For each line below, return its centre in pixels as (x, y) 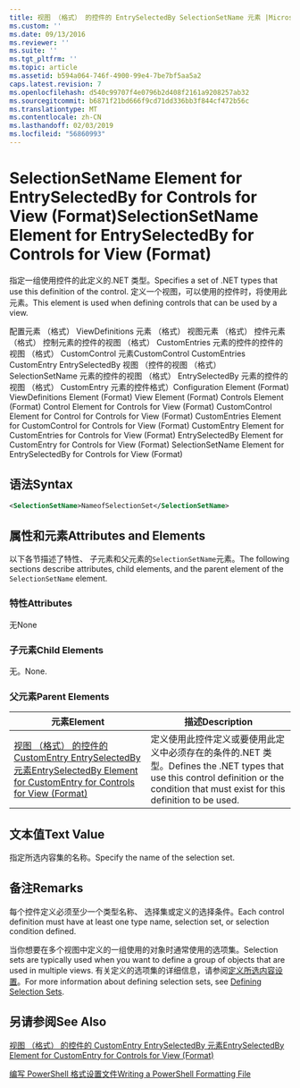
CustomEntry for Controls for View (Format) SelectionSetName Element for (147, 445)
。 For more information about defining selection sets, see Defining (139, 982)
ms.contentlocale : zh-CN (55, 117)
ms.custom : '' (36, 26)
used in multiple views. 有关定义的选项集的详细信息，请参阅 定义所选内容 (142, 970)
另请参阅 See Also (58, 1022)
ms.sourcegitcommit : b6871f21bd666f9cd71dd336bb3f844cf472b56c (129, 101)
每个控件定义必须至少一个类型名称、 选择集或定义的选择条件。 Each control (147, 911)
